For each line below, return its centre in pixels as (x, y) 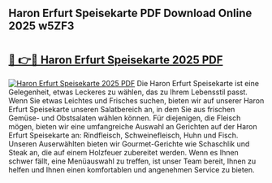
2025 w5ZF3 (41, 26)
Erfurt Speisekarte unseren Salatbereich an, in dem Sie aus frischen (122, 109)
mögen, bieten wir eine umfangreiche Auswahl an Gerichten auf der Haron (133, 126)
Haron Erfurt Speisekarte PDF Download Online (130, 13)
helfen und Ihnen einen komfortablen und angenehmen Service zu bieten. (132, 170)
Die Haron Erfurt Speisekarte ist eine (198, 83)
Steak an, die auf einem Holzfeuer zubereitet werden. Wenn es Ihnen (124, 152)
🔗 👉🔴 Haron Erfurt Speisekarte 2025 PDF (116, 60)
